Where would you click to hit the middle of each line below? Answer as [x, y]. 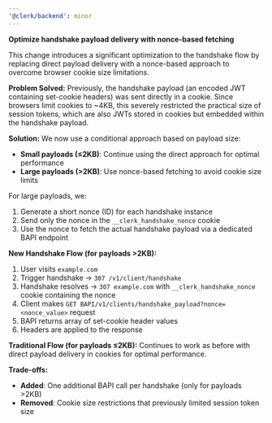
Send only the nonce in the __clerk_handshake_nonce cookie [120, 220]
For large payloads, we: [47, 195]
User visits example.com [59, 268]
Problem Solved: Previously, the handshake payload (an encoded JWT [127, 88]
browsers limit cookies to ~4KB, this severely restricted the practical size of [135, 105]
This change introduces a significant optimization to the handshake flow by [134, 55]
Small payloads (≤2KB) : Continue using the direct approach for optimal [140, 154]
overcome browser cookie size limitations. [79, 72]
